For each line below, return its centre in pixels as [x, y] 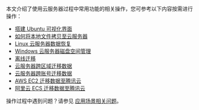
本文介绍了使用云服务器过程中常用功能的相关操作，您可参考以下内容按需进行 [99, 9]
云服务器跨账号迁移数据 [43, 73]
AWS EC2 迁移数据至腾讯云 [48, 81]
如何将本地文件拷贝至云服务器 [51, 36]
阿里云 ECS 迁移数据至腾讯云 [50, 88]
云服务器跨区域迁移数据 [43, 66]
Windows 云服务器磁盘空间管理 [53, 51]
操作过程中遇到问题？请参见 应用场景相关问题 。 [64, 101]
